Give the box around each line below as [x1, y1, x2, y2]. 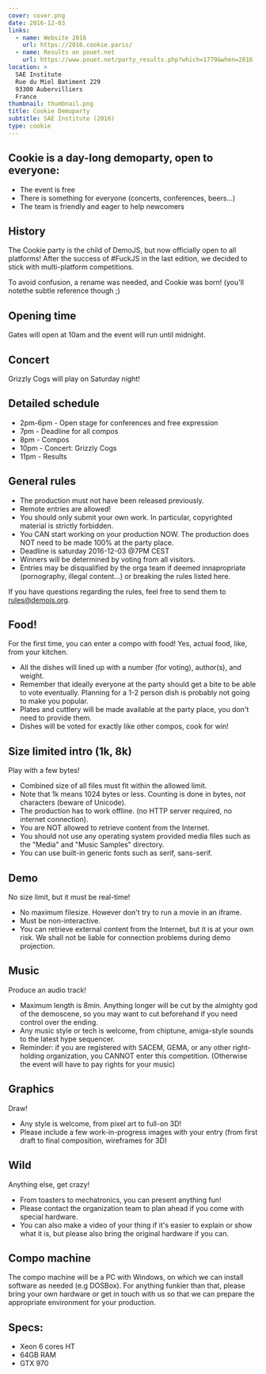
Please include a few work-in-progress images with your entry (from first [19, 1127, 258, 1136]
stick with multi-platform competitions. [8, 262, 135, 272]
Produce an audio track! [8, 985, 87, 995]
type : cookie [8, 122, 51, 130]
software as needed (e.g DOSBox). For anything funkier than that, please [8, 1281, 245, 1291]
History [8, 224, 46, 238]
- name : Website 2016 [15, 33, 87, 42]
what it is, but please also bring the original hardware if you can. [19, 1228, 230, 1238]
